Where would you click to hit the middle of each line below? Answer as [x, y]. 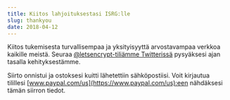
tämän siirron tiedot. [36, 90]
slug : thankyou [30, 20]
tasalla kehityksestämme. [44, 62]
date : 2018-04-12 [33, 27]
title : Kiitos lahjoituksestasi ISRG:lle [69, 14]
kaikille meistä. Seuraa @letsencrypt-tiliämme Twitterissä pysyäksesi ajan [114, 54]
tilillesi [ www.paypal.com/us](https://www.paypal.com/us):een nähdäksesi [115, 83]
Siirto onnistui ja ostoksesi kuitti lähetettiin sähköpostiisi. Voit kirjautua [108, 75]
